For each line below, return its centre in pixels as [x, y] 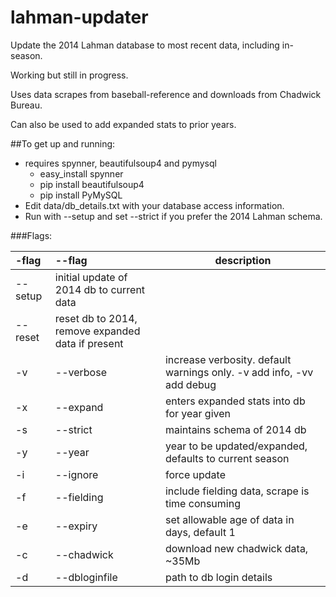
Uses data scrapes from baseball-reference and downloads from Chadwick [166, 94]
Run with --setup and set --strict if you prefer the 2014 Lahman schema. [173, 216]
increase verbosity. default [228, 359]
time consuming [202, 503]
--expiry [76, 526]
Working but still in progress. [69, 75]
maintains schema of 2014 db [235, 429]
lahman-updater [79, 17]
